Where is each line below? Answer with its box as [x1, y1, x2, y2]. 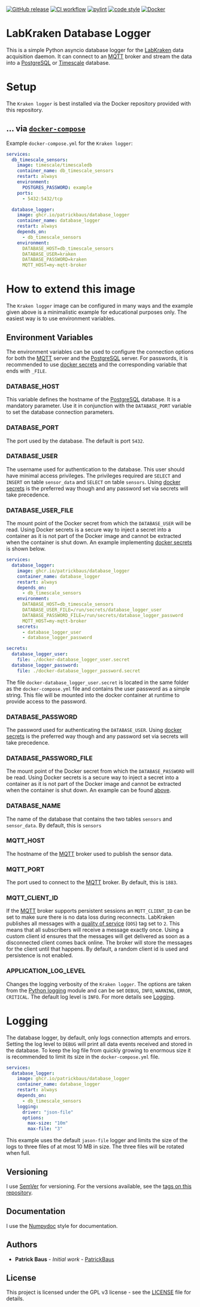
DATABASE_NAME [6, 801, 61, 810]
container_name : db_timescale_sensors [17, 168, 114, 174]
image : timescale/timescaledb [17, 162, 93, 168]
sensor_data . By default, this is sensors [6, 821, 102, 829]
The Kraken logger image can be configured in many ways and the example [6, 302, 193, 310]
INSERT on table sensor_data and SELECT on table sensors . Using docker [6, 478, 181, 485]
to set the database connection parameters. [6, 409, 114, 416]
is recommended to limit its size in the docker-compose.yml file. [6, 1053, 160, 1060]
